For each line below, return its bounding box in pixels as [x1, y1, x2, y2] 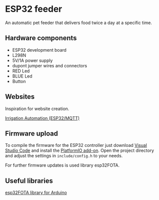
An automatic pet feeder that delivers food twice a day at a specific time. [5, 20, 152, 26]
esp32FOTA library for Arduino [5, 190, 67, 196]
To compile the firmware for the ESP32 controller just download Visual [5, 143, 147, 148]
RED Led [12, 68, 30, 74]
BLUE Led [12, 73, 33, 79]
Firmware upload [5, 129, 58, 138]
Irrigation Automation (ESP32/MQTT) [5, 115, 80, 121]
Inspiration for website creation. [5, 106, 70, 112]
